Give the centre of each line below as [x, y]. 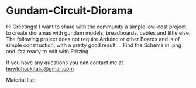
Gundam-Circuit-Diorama [69, 11]
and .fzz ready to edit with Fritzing [47, 51]
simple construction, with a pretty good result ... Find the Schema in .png [94, 45]
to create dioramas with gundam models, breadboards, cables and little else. [98, 32]
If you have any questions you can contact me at [65, 63]
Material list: [21, 80]
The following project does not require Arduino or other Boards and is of [93, 39]
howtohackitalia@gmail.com [40, 68]
